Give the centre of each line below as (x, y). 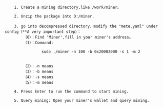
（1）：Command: (38, 43)
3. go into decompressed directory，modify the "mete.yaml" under (86, 26)
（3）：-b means (38, 71)
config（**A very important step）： (43, 32)
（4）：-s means (38, 77)
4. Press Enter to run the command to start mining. (72, 92)
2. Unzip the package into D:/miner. (54, 16)
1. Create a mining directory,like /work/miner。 (68, 7)
